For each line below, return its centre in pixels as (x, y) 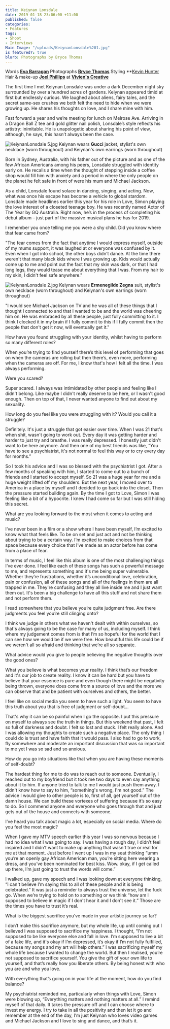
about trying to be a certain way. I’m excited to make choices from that (79, 540)
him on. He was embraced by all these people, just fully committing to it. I (82, 317)
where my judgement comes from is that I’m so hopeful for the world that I (83, 634)
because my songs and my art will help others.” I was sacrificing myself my (84, 947)
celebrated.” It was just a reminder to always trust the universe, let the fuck (84, 890)
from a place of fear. (27, 551)
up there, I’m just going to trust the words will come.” (60, 869)
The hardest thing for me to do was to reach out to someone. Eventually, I (82, 774)
